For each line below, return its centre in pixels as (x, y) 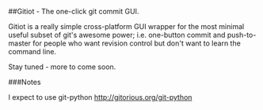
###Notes (25, 82)
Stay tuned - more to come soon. (62, 67)
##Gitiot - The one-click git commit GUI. (74, 11)
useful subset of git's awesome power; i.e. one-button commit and (117, 35)
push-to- (242, 35)
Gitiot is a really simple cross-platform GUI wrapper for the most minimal (126, 26)
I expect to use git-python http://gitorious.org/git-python (100, 97)
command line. (32, 51)
